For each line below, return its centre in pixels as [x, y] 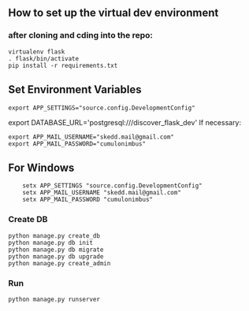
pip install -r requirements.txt [63, 65]
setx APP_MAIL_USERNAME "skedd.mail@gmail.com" [102, 193]
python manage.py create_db [54, 235]
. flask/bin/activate [44, 58]
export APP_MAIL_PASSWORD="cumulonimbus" [77, 144]
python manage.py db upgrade [56, 256]
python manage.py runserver [54, 299]
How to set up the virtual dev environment [113, 13]
